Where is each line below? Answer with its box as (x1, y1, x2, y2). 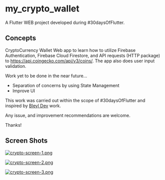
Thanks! (5, 122, 22, 128)
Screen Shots (5, 137, 48, 145)
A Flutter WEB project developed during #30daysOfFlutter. (5, 19, 125, 25)
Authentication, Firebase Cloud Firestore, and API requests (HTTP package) (5, 52, 161, 58)
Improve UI (12, 88, 35, 94)
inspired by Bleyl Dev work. (5, 103, 61, 109)
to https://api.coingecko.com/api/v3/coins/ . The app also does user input (5, 58, 155, 64)
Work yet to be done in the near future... (5, 73, 87, 79)
